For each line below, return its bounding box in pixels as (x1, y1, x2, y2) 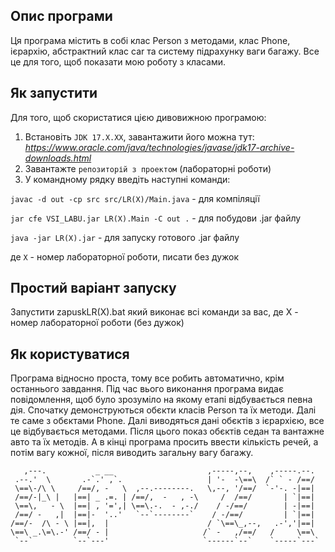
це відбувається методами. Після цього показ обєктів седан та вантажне (10, 425, 325, 438)
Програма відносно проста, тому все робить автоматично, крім (10, 372, 285, 384)
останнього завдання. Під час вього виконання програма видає (10, 383, 284, 395)
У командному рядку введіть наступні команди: (24, 173, 231, 185)
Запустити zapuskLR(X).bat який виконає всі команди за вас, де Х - (10, 306, 299, 318)
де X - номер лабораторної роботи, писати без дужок (10, 250, 240, 263)
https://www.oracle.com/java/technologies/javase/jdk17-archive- (24, 141, 295, 153)
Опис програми (10, 8, 113, 25)
